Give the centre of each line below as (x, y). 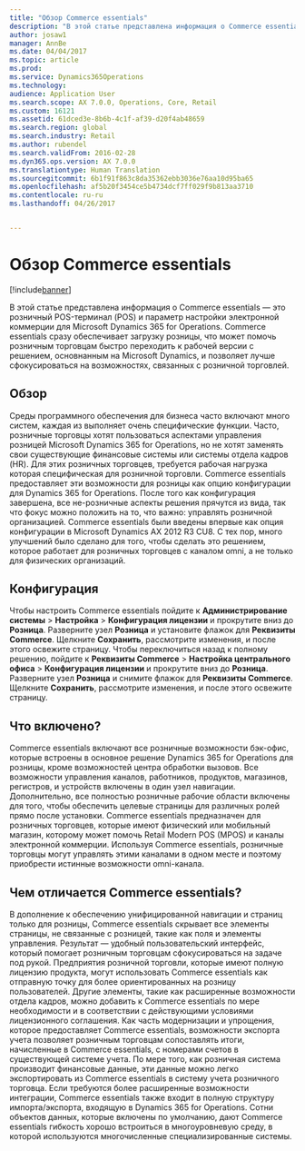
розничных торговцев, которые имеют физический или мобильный (140, 825)
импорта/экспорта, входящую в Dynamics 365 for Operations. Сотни (142, 1107)
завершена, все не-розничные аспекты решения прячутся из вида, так (148, 502)
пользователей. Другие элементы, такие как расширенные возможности (152, 992)
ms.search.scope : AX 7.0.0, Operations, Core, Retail (113, 102)
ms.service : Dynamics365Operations (77, 77)
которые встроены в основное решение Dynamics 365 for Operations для (152, 758)
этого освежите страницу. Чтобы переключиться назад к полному (139, 650)
